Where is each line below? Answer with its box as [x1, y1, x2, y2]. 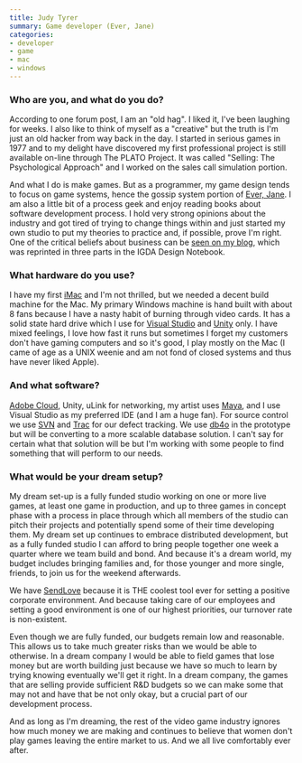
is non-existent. [9, 614, 68, 625]
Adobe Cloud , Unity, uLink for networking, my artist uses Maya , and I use [9, 399, 281, 411]
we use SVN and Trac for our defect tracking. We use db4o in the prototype [9, 419, 291, 430]
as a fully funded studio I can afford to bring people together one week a [9, 539, 279, 550]
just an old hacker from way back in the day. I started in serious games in [9, 133, 281, 144]
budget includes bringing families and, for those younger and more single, [9, 558, 285, 569]
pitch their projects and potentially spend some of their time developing [9, 520, 275, 531]
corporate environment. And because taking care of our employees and [9, 595, 276, 606]
